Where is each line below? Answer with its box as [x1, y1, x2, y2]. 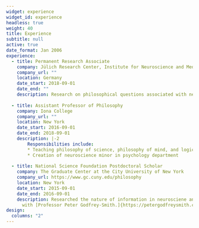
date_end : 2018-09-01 [17, 130, 70, 137]
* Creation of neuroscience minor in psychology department [27, 152, 179, 158]
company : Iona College [17, 108, 73, 114]
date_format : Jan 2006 [6, 47, 62, 53]
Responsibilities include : [27, 141, 94, 147]
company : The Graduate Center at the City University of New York [17, 169, 184, 175]
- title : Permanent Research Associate [11, 58, 110, 64]
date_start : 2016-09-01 [17, 125, 76, 131]
